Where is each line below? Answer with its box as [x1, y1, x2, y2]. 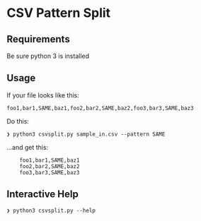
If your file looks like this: [6, 90, 79, 100]
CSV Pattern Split [6, 5, 111, 21]
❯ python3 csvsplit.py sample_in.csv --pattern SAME [6, 131, 166, 138]
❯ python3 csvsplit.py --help [6, 207, 96, 214]
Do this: [6, 117, 30, 125]
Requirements [6, 33, 70, 45]
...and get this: [6, 143, 49, 151]
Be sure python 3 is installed [6, 52, 90, 60]
